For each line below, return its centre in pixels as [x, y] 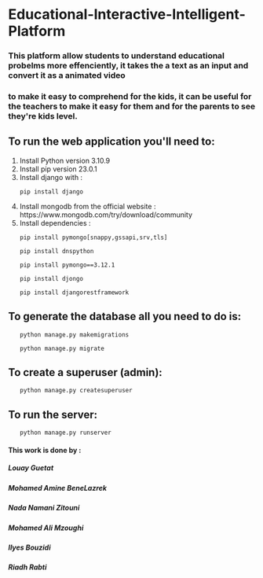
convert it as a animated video [67, 75]
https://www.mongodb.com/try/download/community [106, 215]
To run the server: [53, 414]
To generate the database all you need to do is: [125, 317]
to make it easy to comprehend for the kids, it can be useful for [130, 97]
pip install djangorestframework [74, 293]
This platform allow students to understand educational [117, 56]
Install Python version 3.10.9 [65, 160]
